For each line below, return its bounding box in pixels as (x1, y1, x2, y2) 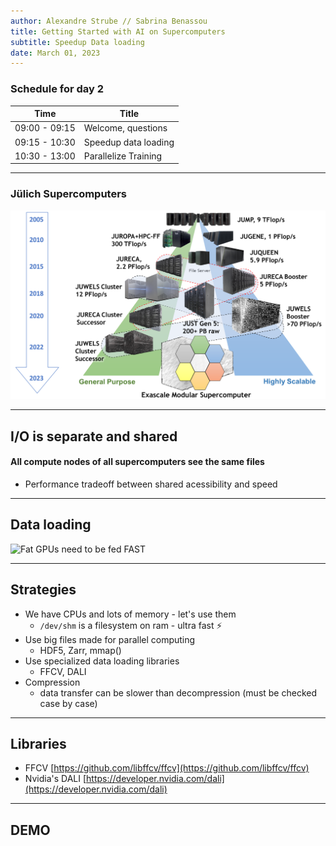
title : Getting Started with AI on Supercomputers (10, 26, 226, 37)
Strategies (10, 581, 77, 599)
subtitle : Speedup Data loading (10, 37, 145, 47)
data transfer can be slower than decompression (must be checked (39, 686, 317, 699)
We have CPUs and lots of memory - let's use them (24, 608, 237, 620)
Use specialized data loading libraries (24, 655, 180, 667)
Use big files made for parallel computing (24, 633, 196, 645)
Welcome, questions (83, 122, 168, 134)
